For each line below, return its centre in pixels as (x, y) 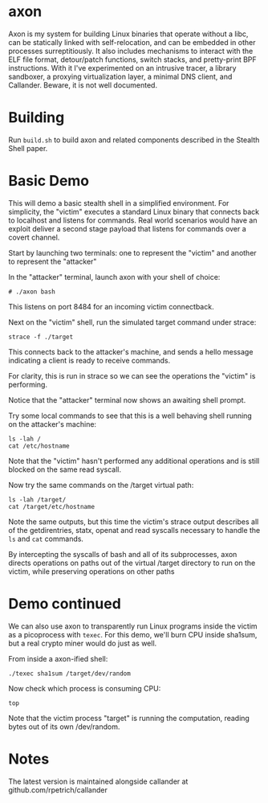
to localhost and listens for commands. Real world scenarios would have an (133, 220)
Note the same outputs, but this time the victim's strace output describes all (134, 522)
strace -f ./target (41, 337)
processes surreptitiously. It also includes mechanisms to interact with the (131, 51)
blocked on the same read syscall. (65, 469)
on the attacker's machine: (53, 424)
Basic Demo (49, 181)
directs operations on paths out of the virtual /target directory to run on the (132, 563)
